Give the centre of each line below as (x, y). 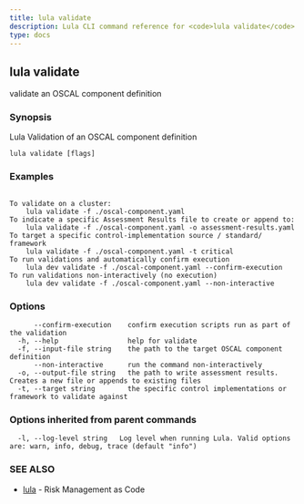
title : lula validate (51, 18)
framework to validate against (69, 397)
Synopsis (30, 118)
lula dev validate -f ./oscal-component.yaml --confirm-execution (154, 267)
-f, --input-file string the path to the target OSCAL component (150, 349)
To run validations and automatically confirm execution (120, 259)
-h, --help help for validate (107, 341)
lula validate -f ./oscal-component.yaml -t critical (130, 252)
